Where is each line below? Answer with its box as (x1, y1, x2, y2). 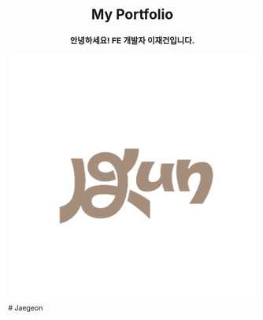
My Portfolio (91, 6, 174, 24)
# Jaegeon (8, 303, 43, 313)
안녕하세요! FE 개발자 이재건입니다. (69, 35, 195, 47)
